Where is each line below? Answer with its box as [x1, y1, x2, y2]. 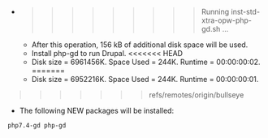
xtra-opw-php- [201, 15, 253, 25]
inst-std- [230, 7, 261, 16]
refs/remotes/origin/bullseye [149, 90, 244, 100]
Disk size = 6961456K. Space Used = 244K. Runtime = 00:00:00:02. [31, 57, 261, 67]
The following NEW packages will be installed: [19, 106, 175, 115]
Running [201, 7, 230, 16]
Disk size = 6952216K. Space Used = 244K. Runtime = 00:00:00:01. [31, 75, 259, 84]
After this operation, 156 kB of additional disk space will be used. [31, 40, 249, 50]
